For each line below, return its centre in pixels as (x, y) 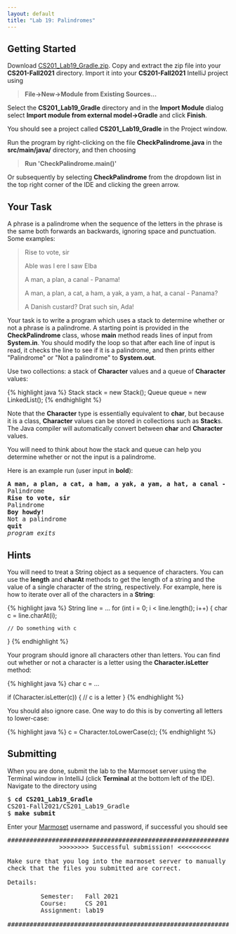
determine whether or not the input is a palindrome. (82, 457)
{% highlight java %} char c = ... (53, 683)
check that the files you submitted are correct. (94, 868)
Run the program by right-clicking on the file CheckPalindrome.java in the (115, 143)
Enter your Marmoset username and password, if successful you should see (118, 826)
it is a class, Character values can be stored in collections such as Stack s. (115, 421)
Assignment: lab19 (72, 910)
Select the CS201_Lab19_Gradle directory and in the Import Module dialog (115, 108)
